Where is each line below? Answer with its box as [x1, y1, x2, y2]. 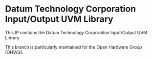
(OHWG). [5, 49, 23, 55]
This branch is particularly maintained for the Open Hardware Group [5, 44, 142, 50]
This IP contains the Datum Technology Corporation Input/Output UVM [5, 29, 148, 35]
